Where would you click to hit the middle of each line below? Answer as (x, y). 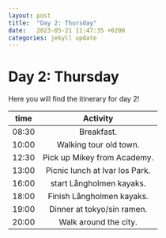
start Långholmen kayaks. (98, 183)
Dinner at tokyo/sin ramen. (98, 209)
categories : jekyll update (53, 38)
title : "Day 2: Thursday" (53, 23)
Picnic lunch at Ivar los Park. (98, 171)
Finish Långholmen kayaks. (98, 197)
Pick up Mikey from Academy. (98, 158)
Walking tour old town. (98, 145)
